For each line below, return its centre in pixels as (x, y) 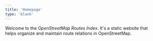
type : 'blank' (20, 14)
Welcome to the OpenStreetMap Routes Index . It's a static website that (76, 28)
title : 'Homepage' (24, 10)
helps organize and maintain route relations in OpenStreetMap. (68, 33)
